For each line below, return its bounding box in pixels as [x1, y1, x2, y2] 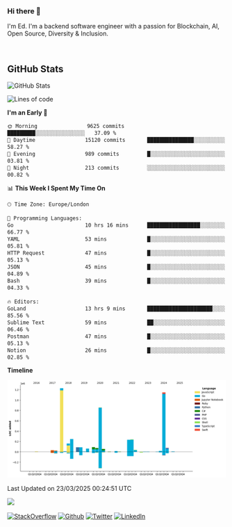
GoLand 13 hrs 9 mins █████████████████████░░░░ [7, 305, 226, 312]
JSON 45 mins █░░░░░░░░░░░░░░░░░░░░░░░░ [7, 263, 226, 270]
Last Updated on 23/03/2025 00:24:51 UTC [7, 484, 132, 492]
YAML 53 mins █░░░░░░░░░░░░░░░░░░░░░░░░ [7, 236, 226, 243]
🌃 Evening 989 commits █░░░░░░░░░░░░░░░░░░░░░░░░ [7, 151, 226, 158]
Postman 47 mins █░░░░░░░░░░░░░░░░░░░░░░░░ [7, 333, 226, 340]
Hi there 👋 [7, 6, 42, 16]
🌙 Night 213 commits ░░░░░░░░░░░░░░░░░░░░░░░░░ [7, 165, 226, 172]
